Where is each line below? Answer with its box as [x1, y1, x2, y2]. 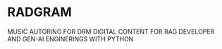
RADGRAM [7, 4, 72, 20]
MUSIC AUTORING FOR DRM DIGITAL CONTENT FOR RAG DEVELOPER [7, 27, 215, 36]
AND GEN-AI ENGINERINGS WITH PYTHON [7, 34, 134, 43]
